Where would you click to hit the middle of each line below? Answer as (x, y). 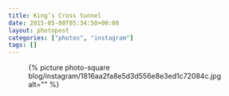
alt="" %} (44, 85)
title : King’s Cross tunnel (55, 15)
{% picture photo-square (69, 67)
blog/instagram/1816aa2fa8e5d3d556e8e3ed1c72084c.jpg (125, 76)
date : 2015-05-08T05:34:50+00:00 (64, 23)
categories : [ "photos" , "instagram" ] (71, 38)
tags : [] (23, 45)
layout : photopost (39, 30)
